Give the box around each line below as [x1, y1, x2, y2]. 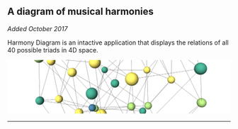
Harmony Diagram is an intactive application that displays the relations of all [7, 38, 229, 47]
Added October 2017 [7, 24, 68, 33]
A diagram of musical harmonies [7, 6, 154, 18]
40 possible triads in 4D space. [7, 45, 98, 54]
